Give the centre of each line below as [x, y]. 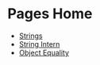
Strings [31, 36]
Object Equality [44, 52]
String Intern [39, 44]
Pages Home [50, 14]
